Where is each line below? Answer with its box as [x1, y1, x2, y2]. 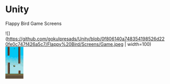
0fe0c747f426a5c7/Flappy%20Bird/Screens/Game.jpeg [5, 41, 124, 47]
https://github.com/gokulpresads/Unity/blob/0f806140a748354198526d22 [7, 36, 165, 42]
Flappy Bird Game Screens [5, 20, 62, 26]
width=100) [127, 41, 152, 47]
